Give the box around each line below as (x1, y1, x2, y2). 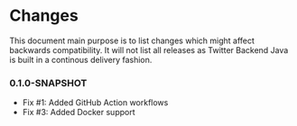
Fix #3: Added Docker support (22, 107, 135, 118)
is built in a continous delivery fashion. (9, 54, 153, 65)
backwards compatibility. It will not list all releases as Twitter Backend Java (9, 44, 289, 55)
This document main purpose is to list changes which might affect (9, 35, 255, 46)
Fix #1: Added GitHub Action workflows (22, 97, 169, 108)
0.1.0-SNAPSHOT (9, 76, 88, 89)
